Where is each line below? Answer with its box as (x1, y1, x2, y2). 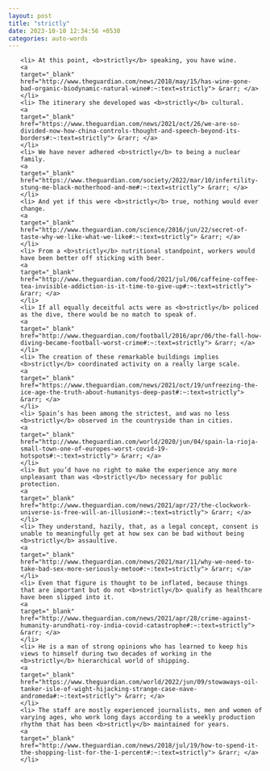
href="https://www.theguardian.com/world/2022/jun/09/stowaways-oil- (19, 678, 260, 686)
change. (19, 205, 46, 213)
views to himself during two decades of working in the (19, 650, 212, 658)
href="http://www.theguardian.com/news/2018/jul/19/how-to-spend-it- (19, 742, 260, 750)
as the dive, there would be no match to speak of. (19, 311, 197, 319)
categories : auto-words (8, 34, 89, 43)
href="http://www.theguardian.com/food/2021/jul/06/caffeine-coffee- (19, 275, 260, 283)
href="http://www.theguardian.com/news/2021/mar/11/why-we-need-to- (19, 558, 255, 566)
